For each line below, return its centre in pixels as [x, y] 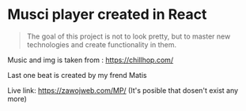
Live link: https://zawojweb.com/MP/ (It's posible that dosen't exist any [123, 90]
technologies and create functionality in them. [102, 44]
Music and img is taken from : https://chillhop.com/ [91, 60]
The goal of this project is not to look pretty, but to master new [129, 36]
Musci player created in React [107, 15]
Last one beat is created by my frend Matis [77, 75]
